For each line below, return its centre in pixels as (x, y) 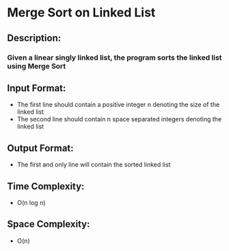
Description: (34, 38)
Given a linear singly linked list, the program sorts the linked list (114, 58)
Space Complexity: (49, 224)
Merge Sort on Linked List (81, 13)
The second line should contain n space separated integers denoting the (119, 119)
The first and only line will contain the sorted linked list (94, 165)
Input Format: (37, 88)
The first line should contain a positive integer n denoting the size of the (118, 105)
